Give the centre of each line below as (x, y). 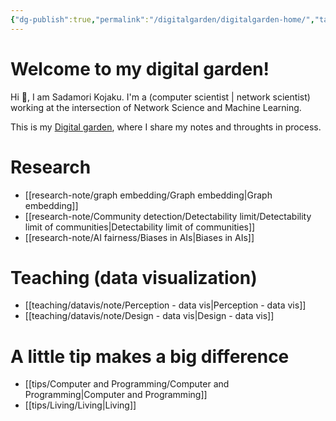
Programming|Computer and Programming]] (116, 395)
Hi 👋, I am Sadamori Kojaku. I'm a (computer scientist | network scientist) (160, 97)
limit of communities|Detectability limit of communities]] (140, 227)
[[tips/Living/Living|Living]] (80, 405)
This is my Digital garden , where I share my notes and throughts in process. (166, 127)
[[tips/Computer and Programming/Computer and (127, 384)
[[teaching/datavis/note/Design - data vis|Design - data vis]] (149, 316)
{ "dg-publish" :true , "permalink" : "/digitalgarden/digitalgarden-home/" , (162, 19)
